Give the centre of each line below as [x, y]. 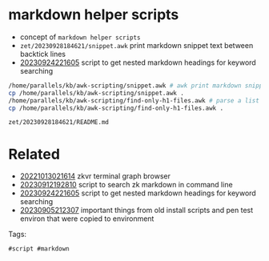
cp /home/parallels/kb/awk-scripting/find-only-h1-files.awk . [116, 108]
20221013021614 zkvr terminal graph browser [95, 176]
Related [34, 154]
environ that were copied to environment [87, 219]
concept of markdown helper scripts [80, 37]
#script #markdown [39, 249]
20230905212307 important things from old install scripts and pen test [137, 211]
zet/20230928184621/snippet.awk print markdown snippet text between [137, 45]
